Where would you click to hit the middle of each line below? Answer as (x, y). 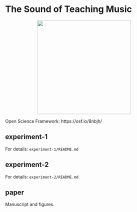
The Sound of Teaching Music (69, 9)
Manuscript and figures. (30, 204)
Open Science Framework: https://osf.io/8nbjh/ (54, 121)
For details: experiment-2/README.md (42, 176)
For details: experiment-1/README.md (42, 149)
